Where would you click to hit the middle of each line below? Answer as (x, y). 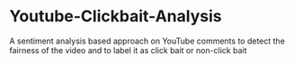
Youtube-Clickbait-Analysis (116, 16)
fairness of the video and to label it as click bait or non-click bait (128, 50)
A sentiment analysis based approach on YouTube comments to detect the (147, 41)
